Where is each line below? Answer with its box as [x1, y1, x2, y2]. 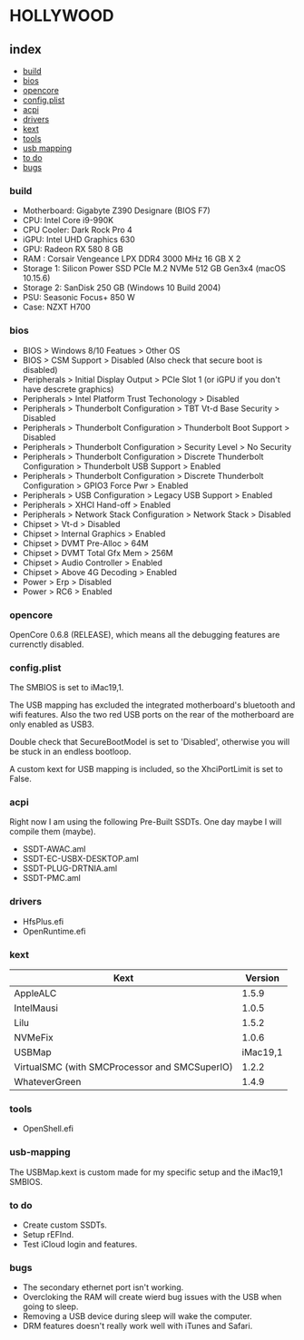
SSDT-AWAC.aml [22, 844, 86, 855]
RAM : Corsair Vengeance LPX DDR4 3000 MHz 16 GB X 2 [22, 253, 241, 264]
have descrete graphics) [22, 383, 114, 395]
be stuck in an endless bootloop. [9, 746, 132, 758]
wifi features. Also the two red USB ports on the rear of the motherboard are [9, 709, 295, 720]
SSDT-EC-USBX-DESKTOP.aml [22, 854, 139, 865]
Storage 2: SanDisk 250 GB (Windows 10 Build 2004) [22, 282, 221, 293]
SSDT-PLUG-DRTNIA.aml [22, 863, 118, 874]
